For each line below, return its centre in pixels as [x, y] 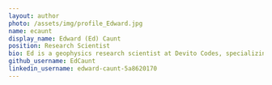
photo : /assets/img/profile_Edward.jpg [76, 23]
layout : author [34, 16]
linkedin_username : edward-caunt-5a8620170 [83, 69]
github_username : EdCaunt [52, 62]
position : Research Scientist [59, 46]
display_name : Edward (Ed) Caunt [65, 38]
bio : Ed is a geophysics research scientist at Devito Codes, [115, 53]
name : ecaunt [30, 31]
